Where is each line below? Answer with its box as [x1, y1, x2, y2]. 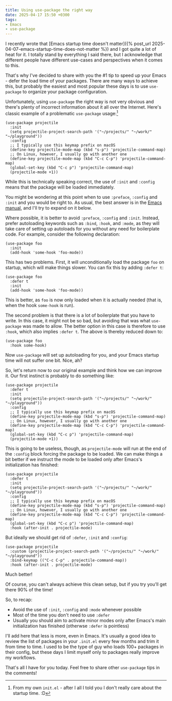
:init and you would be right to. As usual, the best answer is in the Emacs [5, 199, 162, 205]
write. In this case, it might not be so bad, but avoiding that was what [5, 317, 150, 323]
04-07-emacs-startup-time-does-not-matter [5, 46, 100, 52]
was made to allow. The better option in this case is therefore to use [23, 323, 166, 329]
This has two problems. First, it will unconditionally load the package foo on [5, 259, 165, 265]
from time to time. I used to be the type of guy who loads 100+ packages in [5, 644, 164, 650]
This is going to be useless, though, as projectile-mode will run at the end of [5, 445, 167, 451]
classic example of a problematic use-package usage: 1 [5, 110, 119, 116]
